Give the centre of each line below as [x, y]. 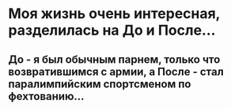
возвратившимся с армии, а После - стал [116, 71]
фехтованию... [46, 96]
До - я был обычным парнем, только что [114, 59]
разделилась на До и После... [112, 30]
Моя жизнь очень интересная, [114, 14]
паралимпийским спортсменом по [100, 84]
